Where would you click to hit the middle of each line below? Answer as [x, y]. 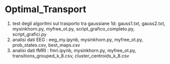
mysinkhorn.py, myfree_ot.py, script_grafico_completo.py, [73, 28]
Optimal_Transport [46, 9]
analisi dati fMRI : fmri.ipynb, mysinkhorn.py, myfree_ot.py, [74, 50]
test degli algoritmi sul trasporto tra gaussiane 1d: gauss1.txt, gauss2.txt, [89, 23]
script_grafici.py [29, 34]
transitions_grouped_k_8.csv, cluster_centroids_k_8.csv [71, 56]
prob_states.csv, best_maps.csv [46, 45]
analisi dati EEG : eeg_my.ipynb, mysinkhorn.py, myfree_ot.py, [78, 40]
